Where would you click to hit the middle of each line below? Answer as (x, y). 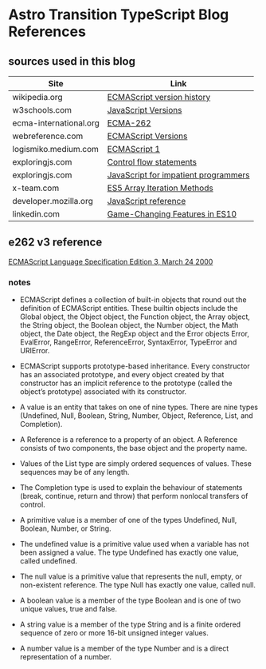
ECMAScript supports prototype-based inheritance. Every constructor (135, 366)
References (47, 32)
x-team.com (36, 188)
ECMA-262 (129, 123)
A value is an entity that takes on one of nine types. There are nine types (139, 407)
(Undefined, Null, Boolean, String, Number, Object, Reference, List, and (136, 416)
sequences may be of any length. (74, 472)
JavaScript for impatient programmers (178, 175)
